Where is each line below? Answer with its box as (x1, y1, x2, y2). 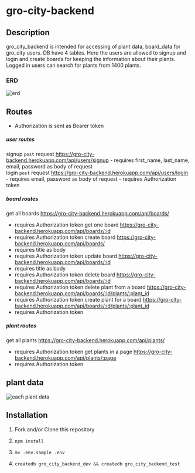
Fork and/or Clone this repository (14, 425, 95, 433)
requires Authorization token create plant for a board (14, 296, 142, 303)
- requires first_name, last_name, (110, 157, 190, 164)
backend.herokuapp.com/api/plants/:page (14, 354, 117, 361)
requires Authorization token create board (14, 234, 116, 241)
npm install (14, 438, 44, 444)
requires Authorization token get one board (14, 221, 119, 228)
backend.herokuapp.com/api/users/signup (6, 157, 110, 164)
